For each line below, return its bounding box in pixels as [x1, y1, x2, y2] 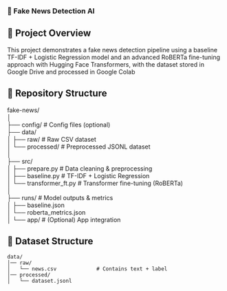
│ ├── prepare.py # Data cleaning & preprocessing [7, 164, 153, 173]
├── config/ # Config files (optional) [7, 120, 111, 129]
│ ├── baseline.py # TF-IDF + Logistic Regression [7, 171, 150, 180]
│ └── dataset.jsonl [7, 278, 72, 285]
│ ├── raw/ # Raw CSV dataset [7, 135, 96, 143]
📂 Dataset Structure [7, 235, 94, 247]
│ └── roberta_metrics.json [7, 208, 86, 216]
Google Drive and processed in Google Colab [7, 67, 136, 76]
